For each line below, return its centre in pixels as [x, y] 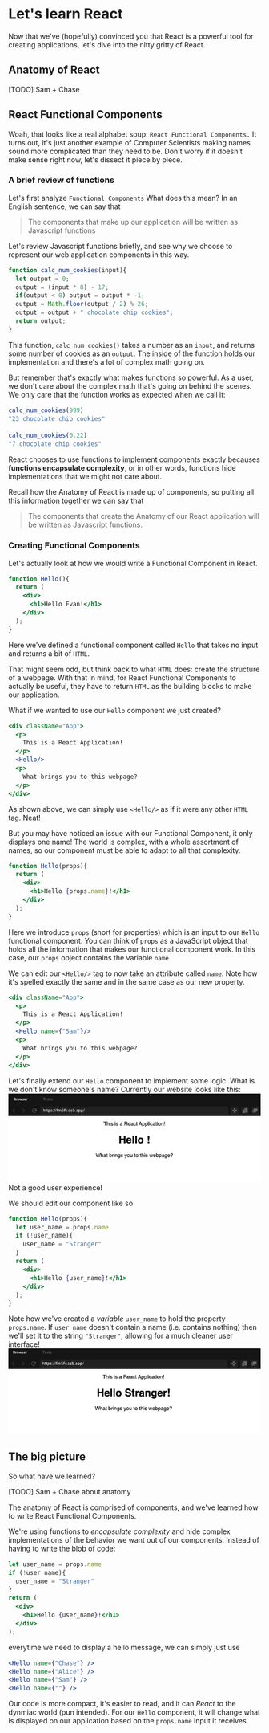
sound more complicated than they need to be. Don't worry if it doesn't [125, 151]
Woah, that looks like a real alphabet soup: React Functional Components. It [132, 134]
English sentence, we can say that [65, 206]
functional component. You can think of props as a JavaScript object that [128, 940]
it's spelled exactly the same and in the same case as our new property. [127, 981]
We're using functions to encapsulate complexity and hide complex [119, 1531]
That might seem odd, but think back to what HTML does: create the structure [134, 669]
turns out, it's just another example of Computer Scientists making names [129, 142]
